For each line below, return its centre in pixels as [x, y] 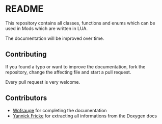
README [24, 9]
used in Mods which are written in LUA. [47, 28]
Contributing [26, 54]
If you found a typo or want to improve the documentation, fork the [75, 66]
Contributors [26, 98]
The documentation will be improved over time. [55, 38]
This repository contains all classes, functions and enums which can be [80, 23]
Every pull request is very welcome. [43, 82]
